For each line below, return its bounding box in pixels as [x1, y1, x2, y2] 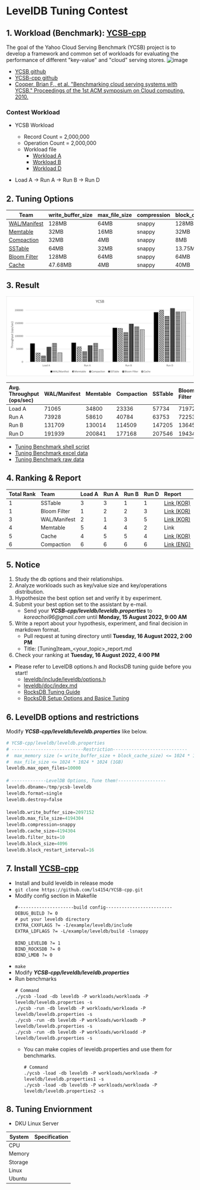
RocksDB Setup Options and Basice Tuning [23, 695, 130, 702]
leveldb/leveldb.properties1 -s [23, 1076, 104, 1082]
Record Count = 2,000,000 [23, 133, 90, 141]
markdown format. [14, 626, 61, 633]
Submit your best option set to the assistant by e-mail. [14, 601, 148, 608]
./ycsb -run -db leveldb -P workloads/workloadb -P [14, 1017, 146, 1023]
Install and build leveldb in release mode [14, 879, 114, 887]
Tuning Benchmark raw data [14, 456, 85, 463]
